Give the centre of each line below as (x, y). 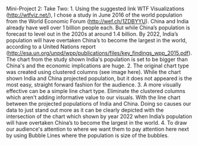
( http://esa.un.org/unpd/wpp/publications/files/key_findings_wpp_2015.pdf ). (99, 53)
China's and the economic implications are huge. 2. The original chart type (98, 66)
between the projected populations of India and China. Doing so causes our (99, 104)
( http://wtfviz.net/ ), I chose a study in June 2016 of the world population (94, 15)
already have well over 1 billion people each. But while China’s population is (98, 27)
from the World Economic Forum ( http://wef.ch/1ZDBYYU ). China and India (98, 21)
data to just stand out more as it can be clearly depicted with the (85, 110)
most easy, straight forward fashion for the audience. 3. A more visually (94, 85)
